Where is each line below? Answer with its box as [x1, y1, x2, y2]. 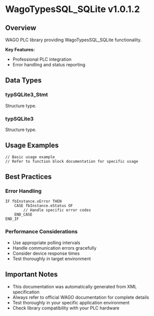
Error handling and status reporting [12, 62, 86, 67]
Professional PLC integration [12, 56, 72, 62]
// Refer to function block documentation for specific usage [5, 159, 138, 164]
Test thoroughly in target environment [12, 255, 91, 262]
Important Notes [5, 270, 58, 279]
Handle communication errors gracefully [12, 245, 97, 251]
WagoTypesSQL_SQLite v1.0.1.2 [5, 4, 140, 15]
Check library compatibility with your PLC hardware [12, 305, 120, 311]
